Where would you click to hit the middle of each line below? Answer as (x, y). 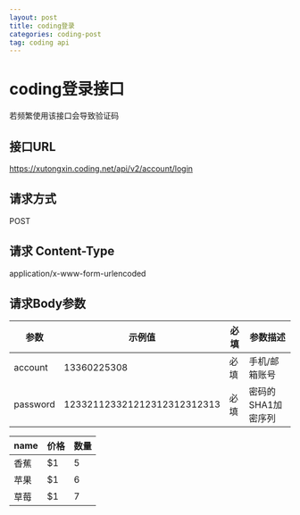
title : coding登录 (42, 26)
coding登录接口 (67, 89)
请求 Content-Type (62, 251)
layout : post (33, 17)
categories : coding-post (55, 34)
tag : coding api (39, 42)
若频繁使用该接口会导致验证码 (64, 116)
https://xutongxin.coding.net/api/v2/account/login (101, 169)
